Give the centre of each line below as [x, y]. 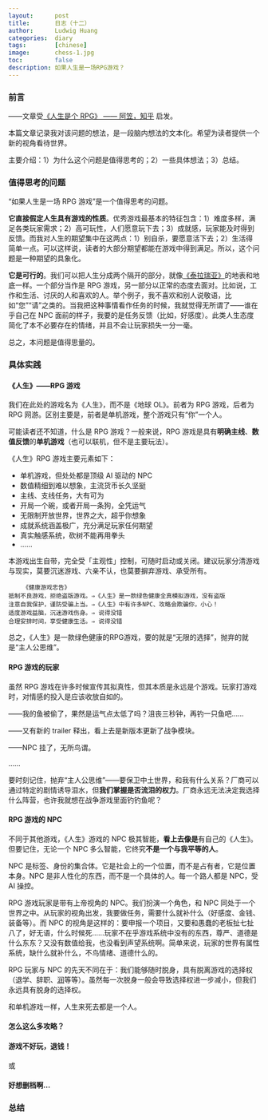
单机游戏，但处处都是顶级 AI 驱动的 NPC [86, 475]
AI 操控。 [23, 886]
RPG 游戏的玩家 [34, 667]
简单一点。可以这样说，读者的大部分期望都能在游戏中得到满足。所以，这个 [130, 248]
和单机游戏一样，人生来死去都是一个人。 [75, 1007]
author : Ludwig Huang [53, 30]
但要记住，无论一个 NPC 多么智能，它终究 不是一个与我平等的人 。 [116, 848]
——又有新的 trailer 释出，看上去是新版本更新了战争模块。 [104, 730]
